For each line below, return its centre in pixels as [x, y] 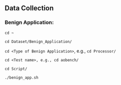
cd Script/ [16, 69]
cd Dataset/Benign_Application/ [38, 41]
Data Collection [29, 8]
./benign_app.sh [21, 77]
